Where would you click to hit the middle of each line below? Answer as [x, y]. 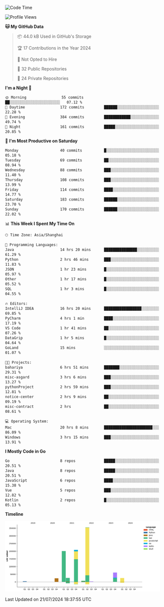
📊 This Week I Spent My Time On [40, 224]
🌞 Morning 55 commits [44, 98]
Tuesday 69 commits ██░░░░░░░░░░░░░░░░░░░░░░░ [82, 160]
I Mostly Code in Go [25, 451]
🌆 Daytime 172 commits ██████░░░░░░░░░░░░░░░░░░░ [82, 107]
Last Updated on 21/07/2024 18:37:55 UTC [48, 599]
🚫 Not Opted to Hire [37, 59]
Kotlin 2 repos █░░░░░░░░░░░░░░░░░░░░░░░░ [82, 500]
